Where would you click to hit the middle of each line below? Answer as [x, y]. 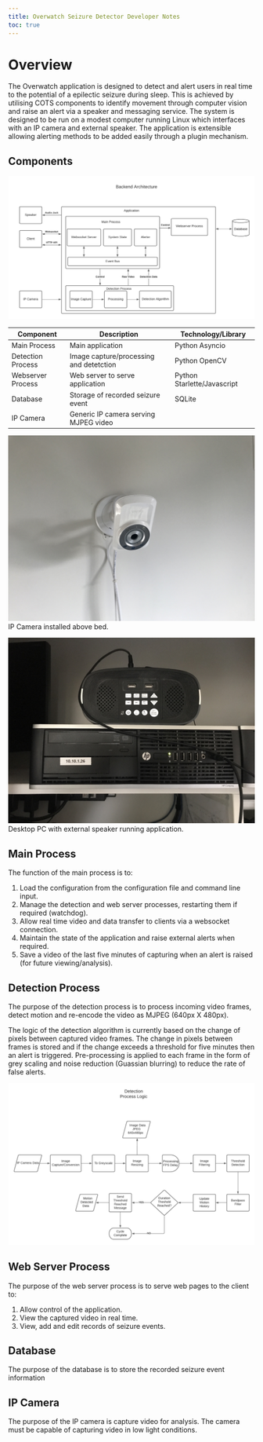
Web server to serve [102, 375]
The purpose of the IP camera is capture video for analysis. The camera [124, 1422]
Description [119, 334]
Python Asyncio [200, 345]
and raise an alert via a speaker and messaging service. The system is [121, 112]
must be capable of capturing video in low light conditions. [103, 1430]
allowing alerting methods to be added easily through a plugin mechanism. [128, 137]
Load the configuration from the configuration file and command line [130, 888]
